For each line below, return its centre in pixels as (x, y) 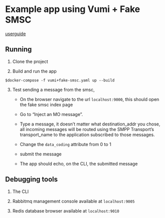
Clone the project (30, 61)
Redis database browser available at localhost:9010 (66, 210)
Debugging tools (32, 179)
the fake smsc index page (46, 104)
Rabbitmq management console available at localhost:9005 (74, 201)
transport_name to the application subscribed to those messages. (87, 134)
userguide (15, 33)
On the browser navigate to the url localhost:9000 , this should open (89, 99)
